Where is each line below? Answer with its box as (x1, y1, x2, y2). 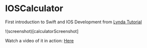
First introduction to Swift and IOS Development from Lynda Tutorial (5, 19, 142, 25)
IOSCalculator (5, 3, 63, 14)
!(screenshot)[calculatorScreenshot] (5, 28, 79, 34)
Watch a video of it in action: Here (5, 37, 74, 44)
